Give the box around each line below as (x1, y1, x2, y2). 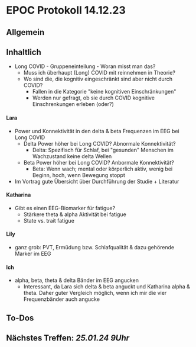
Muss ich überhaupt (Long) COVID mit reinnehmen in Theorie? (23, 69, 176, 76)
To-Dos (6, 313, 34, 323)
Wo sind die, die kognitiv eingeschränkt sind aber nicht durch (23, 75, 173, 83)
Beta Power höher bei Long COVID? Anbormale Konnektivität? (23, 159, 174, 166)
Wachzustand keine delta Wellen (32, 152, 112, 160)
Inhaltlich (6, 47, 41, 57)
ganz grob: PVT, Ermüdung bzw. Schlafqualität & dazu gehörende (14, 244, 175, 250)
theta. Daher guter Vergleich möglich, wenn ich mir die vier (23, 290, 167, 297)
